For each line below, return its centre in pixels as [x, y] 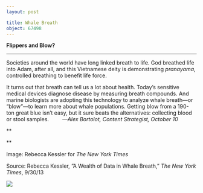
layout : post [23, 12]
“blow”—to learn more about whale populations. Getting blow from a [91, 107]
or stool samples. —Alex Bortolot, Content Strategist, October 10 [92, 119]
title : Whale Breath [32, 23]
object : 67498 [24, 28]
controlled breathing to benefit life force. [57, 75]
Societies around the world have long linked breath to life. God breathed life [100, 63]
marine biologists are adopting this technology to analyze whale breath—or [100, 100]
